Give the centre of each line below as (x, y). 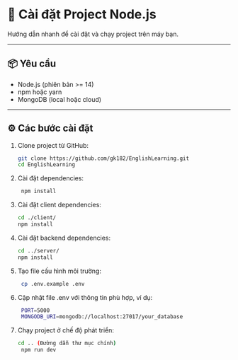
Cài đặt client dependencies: (59, 205)
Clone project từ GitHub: (53, 145)
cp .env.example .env (53, 284)
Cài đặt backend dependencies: (64, 238)
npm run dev (39, 350)
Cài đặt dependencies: (50, 178)
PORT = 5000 (35, 310)
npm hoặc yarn (40, 92)
